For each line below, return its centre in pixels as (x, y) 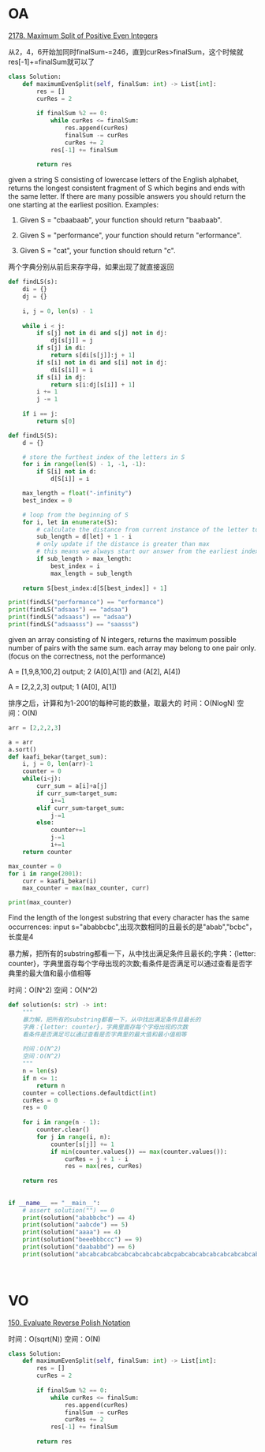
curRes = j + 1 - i (96, 1159)
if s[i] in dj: (62, 377)
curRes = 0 (40, 1100)
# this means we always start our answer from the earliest (137, 552)
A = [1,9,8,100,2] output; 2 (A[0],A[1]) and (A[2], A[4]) (95, 671)
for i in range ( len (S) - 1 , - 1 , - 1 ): (84, 465)
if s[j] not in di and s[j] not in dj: (102, 333)
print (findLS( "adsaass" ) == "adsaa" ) (70, 617)
